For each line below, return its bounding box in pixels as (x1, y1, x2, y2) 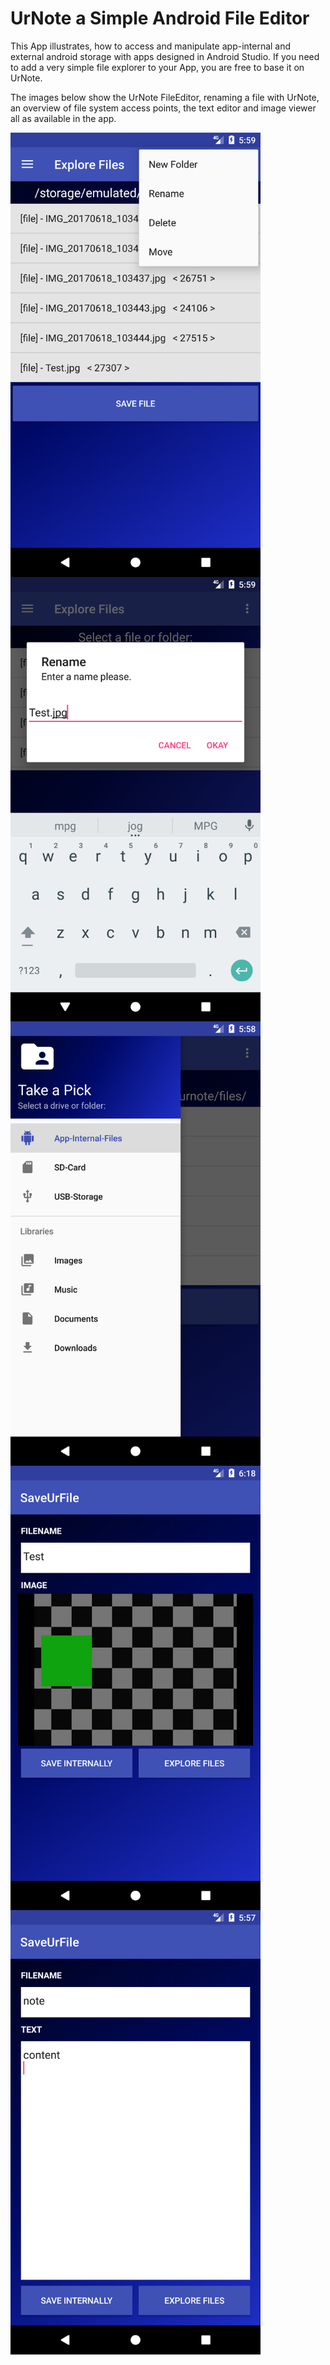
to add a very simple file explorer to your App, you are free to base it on (10, 61, 305, 73)
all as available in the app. (10, 112, 117, 124)
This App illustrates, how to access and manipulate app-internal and (10, 40, 292, 52)
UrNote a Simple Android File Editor (10, 7, 310, 30)
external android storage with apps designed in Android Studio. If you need (10, 50, 320, 62)
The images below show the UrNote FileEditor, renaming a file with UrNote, (10, 91, 320, 103)
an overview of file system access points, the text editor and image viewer (10, 102, 317, 114)
